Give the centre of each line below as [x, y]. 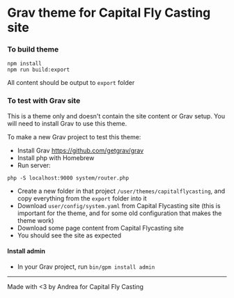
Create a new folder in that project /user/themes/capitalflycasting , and [121, 191]
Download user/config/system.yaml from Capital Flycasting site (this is [119, 205]
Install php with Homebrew [56, 157]
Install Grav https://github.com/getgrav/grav [80, 150]
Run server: [34, 165]
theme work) [36, 220]
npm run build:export [39, 70]
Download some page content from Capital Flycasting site [101, 228]
